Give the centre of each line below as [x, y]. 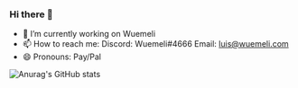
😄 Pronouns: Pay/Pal [62, 57]
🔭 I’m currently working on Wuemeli [89, 34]
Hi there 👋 [32, 14]
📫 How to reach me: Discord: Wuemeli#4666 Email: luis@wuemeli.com [155, 44]
